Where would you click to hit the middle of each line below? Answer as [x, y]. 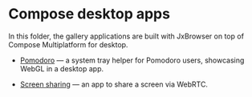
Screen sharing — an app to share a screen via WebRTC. [114, 84]
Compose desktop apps [89, 14]
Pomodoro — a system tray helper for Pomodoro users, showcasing [132, 60]
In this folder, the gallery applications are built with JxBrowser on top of [126, 36]
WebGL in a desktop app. [62, 68]
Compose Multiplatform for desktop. [68, 44]
